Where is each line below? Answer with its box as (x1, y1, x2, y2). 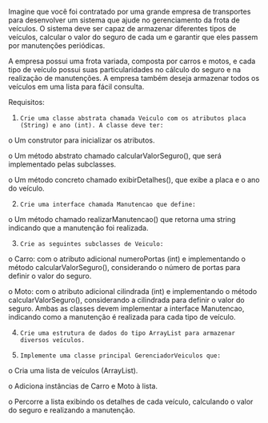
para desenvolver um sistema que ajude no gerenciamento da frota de (8, 15, 240, 25)
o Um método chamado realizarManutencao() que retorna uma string (8, 215, 236, 224)
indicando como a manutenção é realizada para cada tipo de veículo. (8, 312, 236, 321)
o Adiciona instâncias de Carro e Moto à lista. (8, 381, 158, 391)
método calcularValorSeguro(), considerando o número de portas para (8, 263, 241, 272)
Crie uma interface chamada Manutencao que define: (19, 200, 196, 208)
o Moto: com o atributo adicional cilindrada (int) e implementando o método (8, 287, 258, 296)
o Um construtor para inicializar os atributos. (8, 135, 155, 145)
